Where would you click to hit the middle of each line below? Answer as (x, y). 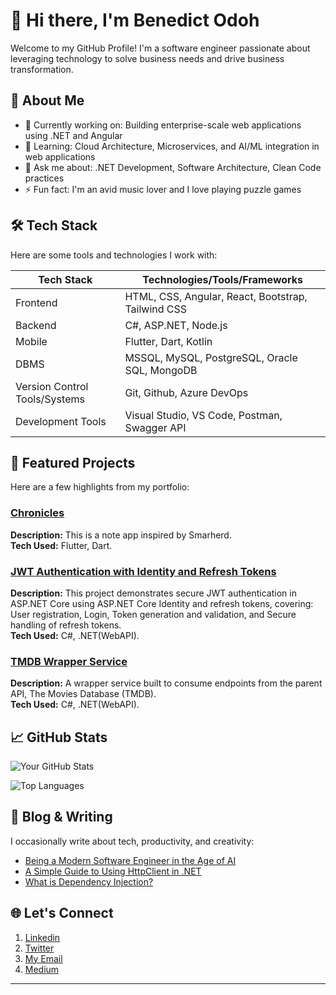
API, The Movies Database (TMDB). (83, 694)
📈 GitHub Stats (59, 737)
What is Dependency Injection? (89, 881)
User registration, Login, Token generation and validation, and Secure (153, 614)
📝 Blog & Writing (61, 817)
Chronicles (37, 513)
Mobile (31, 341)
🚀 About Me (47, 100)
